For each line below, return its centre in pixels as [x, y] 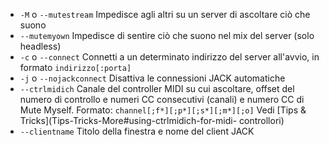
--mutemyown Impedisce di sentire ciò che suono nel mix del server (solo [167, 35]
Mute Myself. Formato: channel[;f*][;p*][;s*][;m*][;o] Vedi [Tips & [163, 110]
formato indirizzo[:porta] [75, 67]
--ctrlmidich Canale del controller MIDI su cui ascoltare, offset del [157, 88]
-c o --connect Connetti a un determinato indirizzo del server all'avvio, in [169, 57]
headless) [40, 46]
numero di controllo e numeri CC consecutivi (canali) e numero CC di [162, 99]
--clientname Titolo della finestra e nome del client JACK [137, 131]
